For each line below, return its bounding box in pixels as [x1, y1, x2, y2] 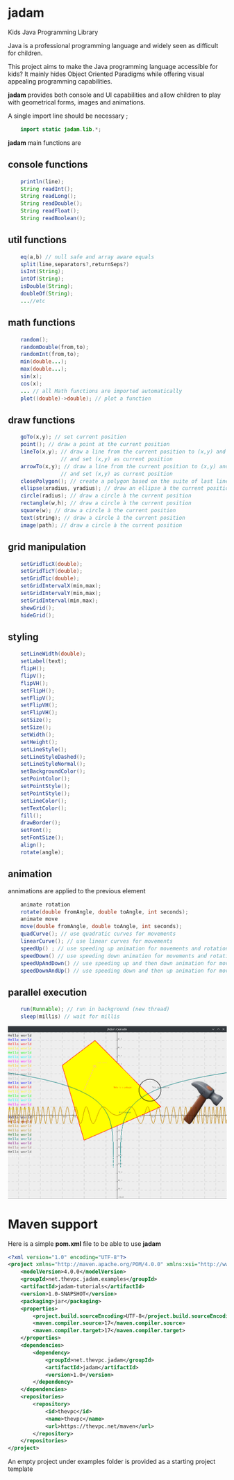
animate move [20, 916, 58, 923]
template [8, 1465, 33, 1473]
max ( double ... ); [20, 366, 68, 373]
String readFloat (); [20, 208, 80, 215]
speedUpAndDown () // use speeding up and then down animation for [20, 959, 217, 966]
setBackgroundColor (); [20, 768, 86, 775]
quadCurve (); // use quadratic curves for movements [20, 930, 176, 938]
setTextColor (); [20, 805, 68, 812]
